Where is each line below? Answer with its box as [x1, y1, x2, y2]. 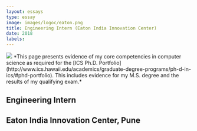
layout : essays [6, 8, 44, 15]
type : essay [6, 14, 35, 20]
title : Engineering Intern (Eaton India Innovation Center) [6, 25, 157, 31]
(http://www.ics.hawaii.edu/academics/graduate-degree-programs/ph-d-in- [6, 65, 192, 73]
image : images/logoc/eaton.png [6, 19, 83, 25]
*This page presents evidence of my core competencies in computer [13, 53, 182, 60]
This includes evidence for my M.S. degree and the [55, 72, 179, 78]
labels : [6, 36, 25, 42]
